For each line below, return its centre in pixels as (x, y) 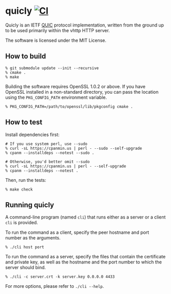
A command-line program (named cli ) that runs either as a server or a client (85, 217)
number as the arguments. (33, 238)
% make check (19, 189)
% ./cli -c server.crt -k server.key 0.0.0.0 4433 (60, 277)
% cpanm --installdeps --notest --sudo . (50, 153)
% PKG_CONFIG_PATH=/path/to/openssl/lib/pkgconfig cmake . (69, 106)
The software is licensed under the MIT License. (56, 40)
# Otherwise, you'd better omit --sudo (48, 162)
